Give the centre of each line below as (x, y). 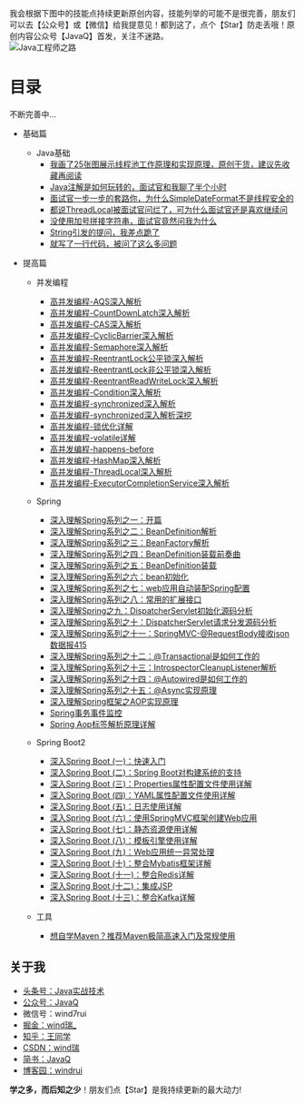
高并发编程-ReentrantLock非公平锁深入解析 (130, 369)
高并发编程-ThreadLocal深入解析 (111, 471)
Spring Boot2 (61, 742)
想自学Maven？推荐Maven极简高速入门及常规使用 (142, 936)
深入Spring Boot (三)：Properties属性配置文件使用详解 (151, 783)
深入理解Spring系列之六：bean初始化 (119, 576)
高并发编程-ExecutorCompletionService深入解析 (139, 483)
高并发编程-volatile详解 (93, 438)
